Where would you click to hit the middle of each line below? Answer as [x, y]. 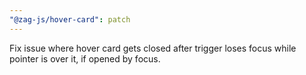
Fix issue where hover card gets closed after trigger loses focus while [153, 48]
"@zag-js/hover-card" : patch [70, 19]
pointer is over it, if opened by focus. [85, 58]
